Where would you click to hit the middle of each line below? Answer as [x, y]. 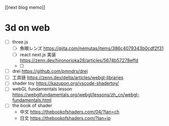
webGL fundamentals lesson [42, 89]
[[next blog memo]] [25, 7]
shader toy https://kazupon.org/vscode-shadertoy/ [65, 83]
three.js [20, 42]
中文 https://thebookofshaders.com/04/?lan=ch [69, 112]
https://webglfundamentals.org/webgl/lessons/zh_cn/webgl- [76, 95]
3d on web [27, 28]
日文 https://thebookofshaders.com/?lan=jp [65, 118]
